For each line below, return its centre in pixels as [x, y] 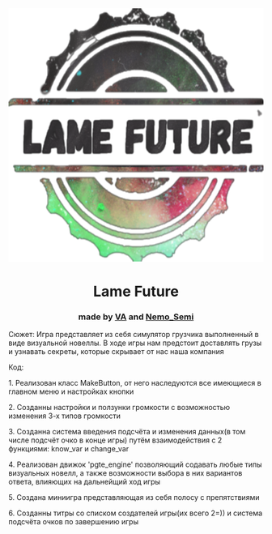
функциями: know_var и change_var [69, 449]
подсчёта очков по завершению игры [74, 522]
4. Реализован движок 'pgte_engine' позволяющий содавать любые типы [135, 464]
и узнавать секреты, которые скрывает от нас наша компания [116, 352]
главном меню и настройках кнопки [71, 391]
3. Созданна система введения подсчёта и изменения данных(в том [127, 432]
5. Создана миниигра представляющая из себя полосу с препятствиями [134, 498]
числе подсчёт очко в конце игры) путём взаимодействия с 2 [115, 440]
